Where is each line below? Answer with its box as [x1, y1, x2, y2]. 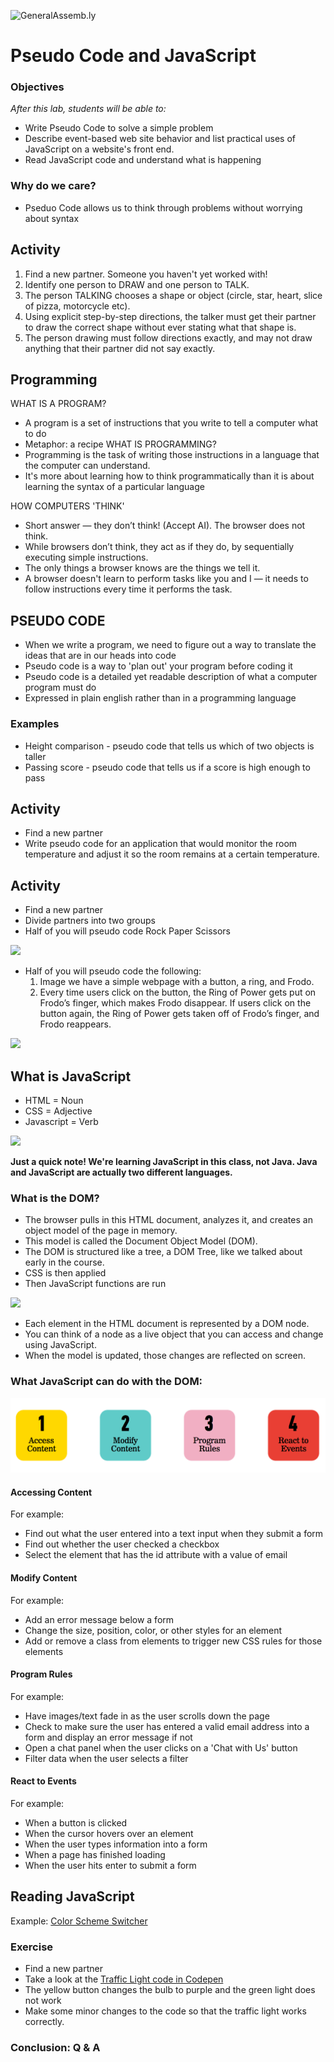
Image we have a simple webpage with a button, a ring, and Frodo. [39, 976, 315, 988]
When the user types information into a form [24, 1838, 208, 1850]
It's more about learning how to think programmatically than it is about [24, 470, 315, 482]
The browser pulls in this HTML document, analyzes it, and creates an [24, 1214, 313, 1226]
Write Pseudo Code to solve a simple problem [24, 122, 214, 134]
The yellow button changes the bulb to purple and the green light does [24, 1984, 316, 1996]
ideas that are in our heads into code [24, 650, 177, 662]
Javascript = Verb [24, 1115, 99, 1127]
